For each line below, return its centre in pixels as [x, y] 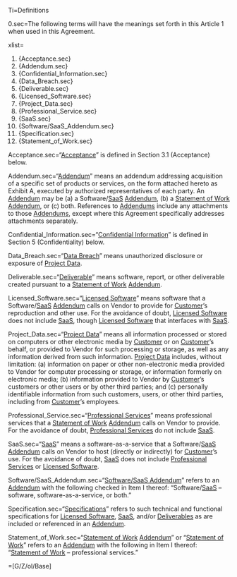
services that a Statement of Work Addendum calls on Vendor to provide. [114, 423]
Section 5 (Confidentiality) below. [56, 242]
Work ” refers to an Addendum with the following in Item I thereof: [103, 545]
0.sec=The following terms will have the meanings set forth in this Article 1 [116, 24]
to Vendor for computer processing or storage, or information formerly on [115, 372]
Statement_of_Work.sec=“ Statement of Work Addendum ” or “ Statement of [116, 537]
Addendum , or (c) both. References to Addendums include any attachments [118, 206]
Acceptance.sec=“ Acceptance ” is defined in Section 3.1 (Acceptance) [109, 155]
